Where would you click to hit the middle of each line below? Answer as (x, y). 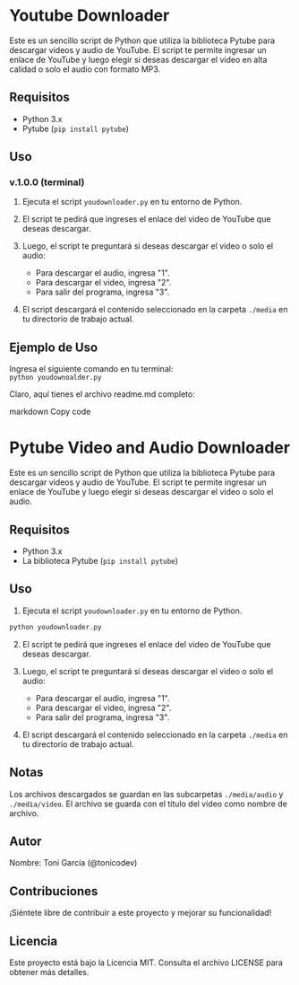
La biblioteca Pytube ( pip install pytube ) (100, 561)
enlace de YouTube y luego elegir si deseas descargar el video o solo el (141, 492)
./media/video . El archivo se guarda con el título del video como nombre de (149, 804)
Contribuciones (54, 891)
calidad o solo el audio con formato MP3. (85, 69)
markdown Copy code (50, 412)
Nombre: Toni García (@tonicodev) (73, 863)
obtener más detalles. (49, 972)
